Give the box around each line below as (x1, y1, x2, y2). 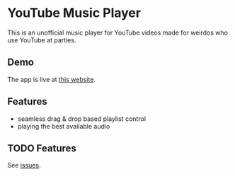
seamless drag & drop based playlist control (17, 115, 147, 123)
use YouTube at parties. (7, 35, 76, 44)
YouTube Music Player (7, 5, 142, 21)
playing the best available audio (17, 122, 110, 130)
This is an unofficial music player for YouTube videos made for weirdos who (7, 28, 229, 37)
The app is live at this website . (7, 75, 96, 83)
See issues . (7, 161, 41, 170)
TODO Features (7, 142, 76, 154)
